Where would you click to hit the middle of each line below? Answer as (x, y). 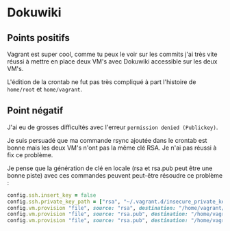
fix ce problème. (30, 154)
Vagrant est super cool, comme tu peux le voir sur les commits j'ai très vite (112, 54)
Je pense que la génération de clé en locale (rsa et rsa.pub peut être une (110, 168)
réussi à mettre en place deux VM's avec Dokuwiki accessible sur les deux (112, 62)
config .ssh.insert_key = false (52, 195)
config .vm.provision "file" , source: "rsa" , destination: (91, 208)
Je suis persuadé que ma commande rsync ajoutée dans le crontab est (107, 140)
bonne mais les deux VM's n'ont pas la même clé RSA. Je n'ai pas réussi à (112, 148)
